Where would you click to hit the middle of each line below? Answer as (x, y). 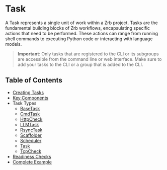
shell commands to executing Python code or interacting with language (79, 39)
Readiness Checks (32, 156)
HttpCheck (31, 119)
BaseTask (30, 108)
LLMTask (29, 124)
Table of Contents (34, 80)
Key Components (30, 98)
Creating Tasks (28, 92)
